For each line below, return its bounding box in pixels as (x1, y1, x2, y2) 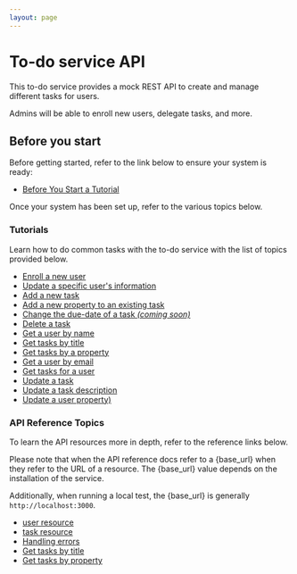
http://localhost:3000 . (9, 499, 96, 510)
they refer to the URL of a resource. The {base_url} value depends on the (9, 463, 278, 474)
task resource (21, 526, 73, 537)
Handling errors (21, 536, 80, 546)
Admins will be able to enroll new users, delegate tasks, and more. (9, 108, 252, 119)
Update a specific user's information (21, 280, 157, 291)
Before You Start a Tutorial (21, 184, 120, 195)
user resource (21, 517, 74, 528)
